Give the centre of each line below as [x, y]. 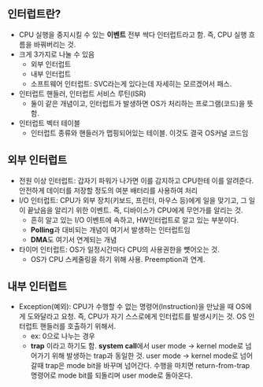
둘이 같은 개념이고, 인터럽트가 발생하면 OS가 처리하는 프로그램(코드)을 [138, 103]
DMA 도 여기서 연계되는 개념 [74, 239]
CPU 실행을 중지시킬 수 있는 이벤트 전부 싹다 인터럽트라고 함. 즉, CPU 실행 [133, 35]
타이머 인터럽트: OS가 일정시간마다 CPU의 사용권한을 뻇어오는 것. [119, 249]
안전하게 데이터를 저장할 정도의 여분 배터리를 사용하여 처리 [108, 190]
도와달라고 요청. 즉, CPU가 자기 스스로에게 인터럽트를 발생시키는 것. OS [137, 316]
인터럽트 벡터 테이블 [49, 123]
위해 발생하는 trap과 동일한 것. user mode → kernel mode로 [145, 356]
